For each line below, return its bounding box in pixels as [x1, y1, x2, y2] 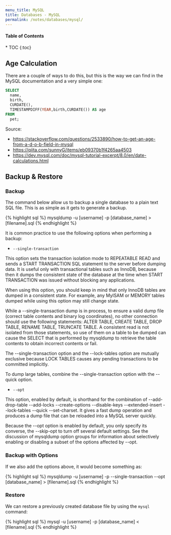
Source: [5, 126, 22, 132]
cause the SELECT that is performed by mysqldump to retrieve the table [5, 335, 157, 341]
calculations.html [12, 157, 49, 164]
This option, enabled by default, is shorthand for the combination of [5, 396, 148, 402]
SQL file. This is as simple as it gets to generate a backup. [5, 205, 127, 211]
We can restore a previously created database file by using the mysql [5, 503, 150, 509]
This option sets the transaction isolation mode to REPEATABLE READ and [5, 255, 160, 262]
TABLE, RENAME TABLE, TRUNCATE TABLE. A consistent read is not [5, 324, 149, 330]
